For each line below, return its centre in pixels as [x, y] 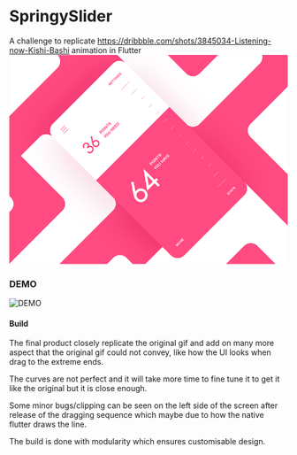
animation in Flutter [107, 50]
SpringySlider [61, 16]
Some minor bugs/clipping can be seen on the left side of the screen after [144, 405]
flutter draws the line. [48, 424]
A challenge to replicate [52, 41]
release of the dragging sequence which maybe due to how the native [137, 415]
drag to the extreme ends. [57, 362]
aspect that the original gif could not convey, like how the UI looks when [140, 352]
